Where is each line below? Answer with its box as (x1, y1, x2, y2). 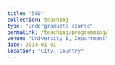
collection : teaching (7, 16, 69, 23)
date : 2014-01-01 (7, 41, 57, 48)
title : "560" (7, 9, 44, 17)
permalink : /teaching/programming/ (7, 28, 109, 36)
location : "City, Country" (7, 48, 84, 55)
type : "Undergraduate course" (7, 22, 94, 29)
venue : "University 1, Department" (7, 35, 109, 42)
